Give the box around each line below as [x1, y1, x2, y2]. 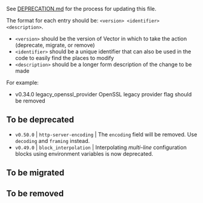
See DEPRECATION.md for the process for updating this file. [6, 5, 156, 12]
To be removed [6, 188, 64, 199]
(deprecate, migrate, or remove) [15, 42, 95, 48]
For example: [6, 79, 39, 86]
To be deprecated [6, 115, 75, 125]
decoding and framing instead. [15, 137, 90, 144]
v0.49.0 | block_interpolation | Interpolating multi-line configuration [15, 144, 187, 151]
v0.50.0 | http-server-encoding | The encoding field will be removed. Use [15, 130, 198, 138]
